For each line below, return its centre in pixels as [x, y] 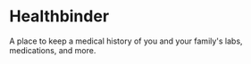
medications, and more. [53, 50]
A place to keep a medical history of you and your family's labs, [126, 41]
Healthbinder [59, 16]
